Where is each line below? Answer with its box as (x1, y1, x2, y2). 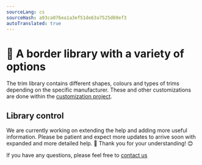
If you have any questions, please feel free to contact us (6, 152, 148, 159)
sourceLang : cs (6, 9, 45, 15)
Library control (6, 111, 64, 121)
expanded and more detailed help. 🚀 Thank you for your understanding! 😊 (6, 140, 193, 147)
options (6, 59, 46, 73)
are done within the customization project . (6, 93, 113, 100)
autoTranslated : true (6, 20, 62, 26)
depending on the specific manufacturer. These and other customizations (6, 86, 192, 94)
